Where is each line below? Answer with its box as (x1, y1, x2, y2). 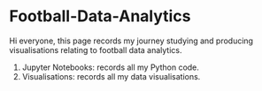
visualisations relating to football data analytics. (9, 44, 183, 55)
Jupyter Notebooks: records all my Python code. (21, 62, 199, 72)
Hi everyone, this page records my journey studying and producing (9, 35, 254, 46)
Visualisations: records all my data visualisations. (21, 71, 201, 81)
